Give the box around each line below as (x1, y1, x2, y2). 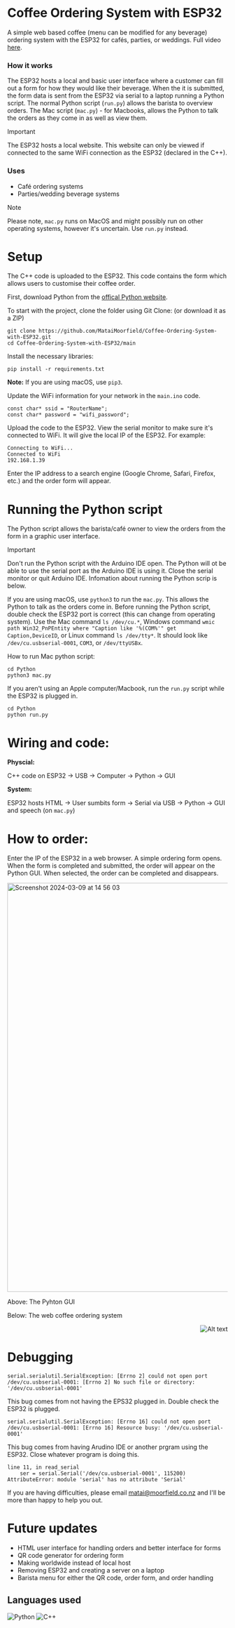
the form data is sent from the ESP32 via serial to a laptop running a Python (7, 91, 225, 100)
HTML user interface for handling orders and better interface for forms (17, 1544, 222, 1552)
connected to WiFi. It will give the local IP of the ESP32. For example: (7, 431, 206, 439)
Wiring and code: (7, 735, 110, 750)
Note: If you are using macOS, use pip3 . (7, 378, 123, 387)
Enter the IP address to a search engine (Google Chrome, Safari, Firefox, (7, 469, 215, 478)
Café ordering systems (17, 182, 84, 190)
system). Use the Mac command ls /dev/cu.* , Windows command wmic (7, 618, 215, 626)
